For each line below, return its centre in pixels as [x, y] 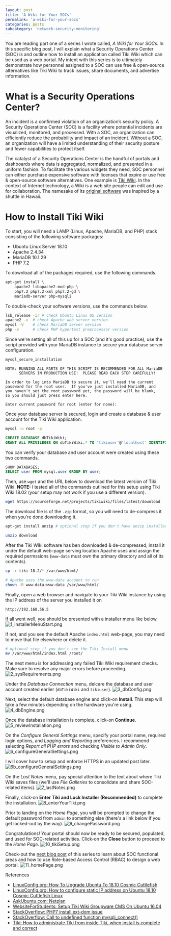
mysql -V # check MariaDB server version [53, 325]
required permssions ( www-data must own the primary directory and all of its [84, 556]
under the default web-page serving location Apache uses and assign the [82, 550]
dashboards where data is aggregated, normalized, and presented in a [79, 164]
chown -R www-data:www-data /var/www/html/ [52, 585]
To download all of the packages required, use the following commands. [81, 273]
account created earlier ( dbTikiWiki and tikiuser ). [59, 690]
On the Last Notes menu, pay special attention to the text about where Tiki [83, 777]
